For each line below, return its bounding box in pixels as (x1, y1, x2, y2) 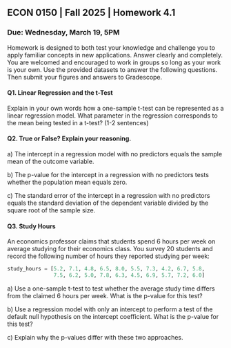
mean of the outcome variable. (7, 157, 94, 166)
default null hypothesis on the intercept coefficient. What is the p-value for (7, 313, 219, 321)
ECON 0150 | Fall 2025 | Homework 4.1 (7, 7, 176, 19)
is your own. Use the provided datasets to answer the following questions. (7, 65, 218, 73)
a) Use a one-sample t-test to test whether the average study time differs (7, 284, 215, 293)
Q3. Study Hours (7, 222, 57, 230)
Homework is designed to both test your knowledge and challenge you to (7, 43, 216, 52)
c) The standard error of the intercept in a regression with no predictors (7, 192, 210, 200)
